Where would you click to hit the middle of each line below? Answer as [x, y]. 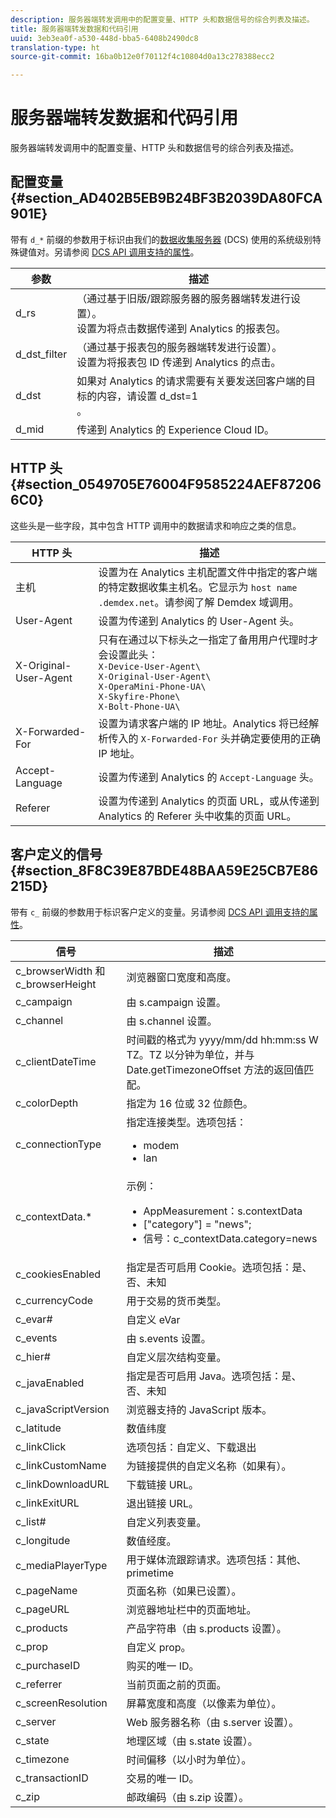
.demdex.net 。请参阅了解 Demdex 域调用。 [199, 602]
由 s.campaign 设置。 [176, 1002]
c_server [36, 1721]
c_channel [39, 1020]
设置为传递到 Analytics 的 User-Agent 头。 [199, 621]
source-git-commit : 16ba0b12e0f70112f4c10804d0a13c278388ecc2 [142, 57]
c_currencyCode [54, 1300]
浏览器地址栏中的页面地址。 [191, 1609]
